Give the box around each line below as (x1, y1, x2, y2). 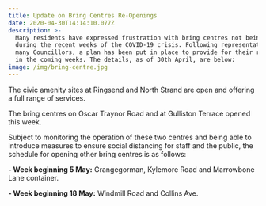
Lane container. (8, 173, 59, 182)
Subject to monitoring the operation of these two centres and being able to (8, 132, 252, 142)
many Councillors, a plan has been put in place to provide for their (15, 48, 253, 56)
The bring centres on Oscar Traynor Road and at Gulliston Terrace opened (8, 109, 251, 118)
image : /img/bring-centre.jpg (8, 63, 108, 71)
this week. (8, 116, 42, 127)
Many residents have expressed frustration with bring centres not (15, 33, 243, 42)
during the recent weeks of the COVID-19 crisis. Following (15, 41, 218, 49)
